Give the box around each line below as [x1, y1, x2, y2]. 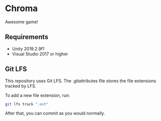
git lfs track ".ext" [5, 102, 49, 106]
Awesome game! [5, 19, 39, 25]
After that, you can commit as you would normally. [5, 110, 105, 116]
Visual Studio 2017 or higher [12, 51, 69, 57]
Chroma [5, 3, 38, 14]
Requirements [5, 33, 48, 41]
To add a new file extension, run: [5, 92, 70, 98]
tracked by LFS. [5, 83, 37, 89]
